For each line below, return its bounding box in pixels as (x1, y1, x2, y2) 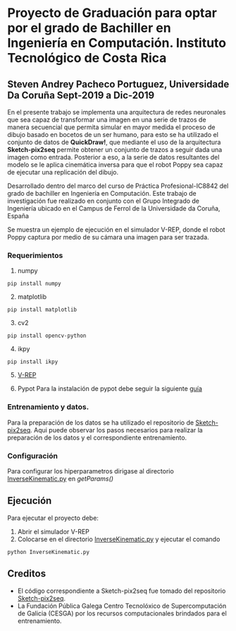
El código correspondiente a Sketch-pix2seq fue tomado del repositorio (17, 586, 226, 595)
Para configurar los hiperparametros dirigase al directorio (7, 466, 174, 475)
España (7, 212, 30, 220)
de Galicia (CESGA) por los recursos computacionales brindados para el (17, 609, 227, 618)
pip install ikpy (7, 358, 58, 365)
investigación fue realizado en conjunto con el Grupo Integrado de (7, 196, 199, 205)
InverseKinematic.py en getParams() (7, 474, 114, 483)
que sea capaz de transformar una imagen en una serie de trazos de (7, 115, 206, 124)
